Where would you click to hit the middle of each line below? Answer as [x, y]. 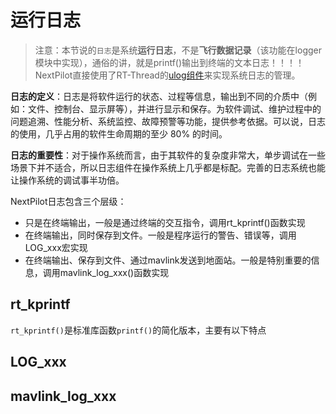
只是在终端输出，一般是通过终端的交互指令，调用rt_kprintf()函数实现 [165, 222]
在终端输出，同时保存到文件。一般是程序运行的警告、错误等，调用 [160, 235]
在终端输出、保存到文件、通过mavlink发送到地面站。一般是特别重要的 [168, 260]
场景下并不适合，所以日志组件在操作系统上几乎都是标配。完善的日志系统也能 [168, 167]
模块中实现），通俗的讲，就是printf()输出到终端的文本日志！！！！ [169, 62]
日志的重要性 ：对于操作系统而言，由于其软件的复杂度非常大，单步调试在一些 [168, 155]
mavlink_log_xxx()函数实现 [114, 272]
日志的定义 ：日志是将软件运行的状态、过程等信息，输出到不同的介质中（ [159, 96]
